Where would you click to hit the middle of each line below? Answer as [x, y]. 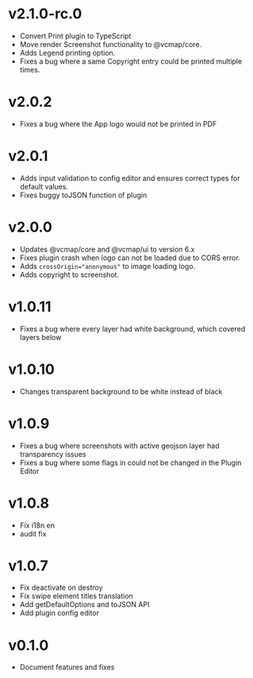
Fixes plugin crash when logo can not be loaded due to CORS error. [130, 257]
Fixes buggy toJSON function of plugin [83, 195]
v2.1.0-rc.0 [45, 14]
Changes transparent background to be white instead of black [121, 392]
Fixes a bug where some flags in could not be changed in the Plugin [130, 462]
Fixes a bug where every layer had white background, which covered [132, 329]
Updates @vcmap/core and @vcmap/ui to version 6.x [107, 249]
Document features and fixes [67, 667]
